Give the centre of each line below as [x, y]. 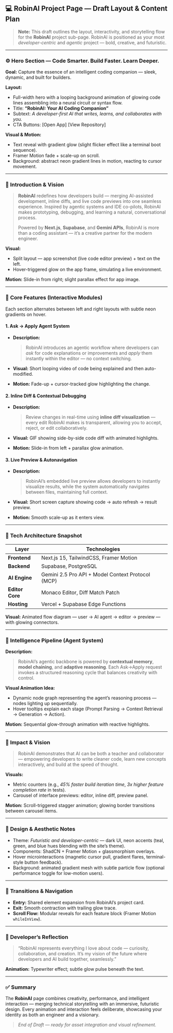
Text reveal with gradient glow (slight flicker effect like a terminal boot [87, 145]
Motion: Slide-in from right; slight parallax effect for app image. [73, 279]
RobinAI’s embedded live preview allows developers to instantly [93, 481]
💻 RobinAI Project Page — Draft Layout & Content [86, 8]
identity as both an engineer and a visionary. [53, 1015]
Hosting [18, 604]
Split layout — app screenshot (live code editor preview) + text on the [86, 258]
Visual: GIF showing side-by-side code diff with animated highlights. [85, 438]
